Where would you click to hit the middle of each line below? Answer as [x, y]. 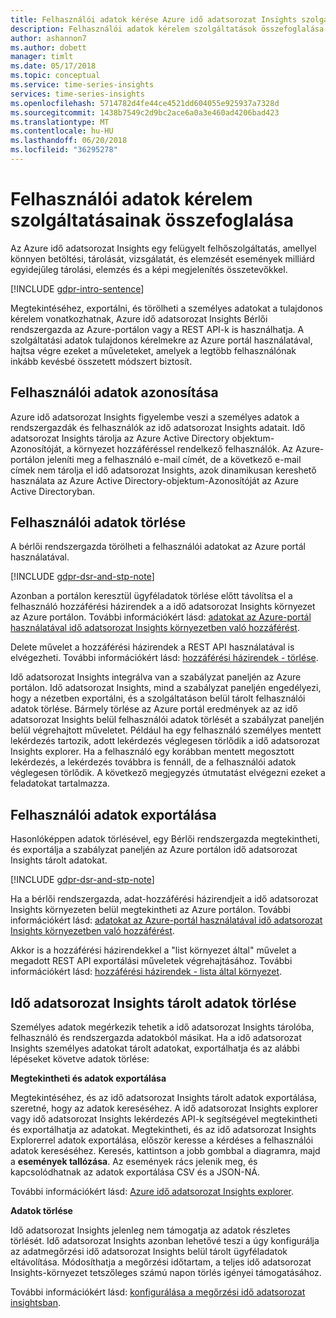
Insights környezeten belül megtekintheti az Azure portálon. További [151, 910]
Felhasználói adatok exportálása [113, 814]
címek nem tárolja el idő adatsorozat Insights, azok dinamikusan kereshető [163, 470]
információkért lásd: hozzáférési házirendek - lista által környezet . [146, 972]
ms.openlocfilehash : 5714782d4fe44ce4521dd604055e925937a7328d [145, 103]
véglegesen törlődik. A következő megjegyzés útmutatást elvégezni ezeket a [168, 773]
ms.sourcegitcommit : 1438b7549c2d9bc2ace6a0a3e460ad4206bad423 [145, 112]
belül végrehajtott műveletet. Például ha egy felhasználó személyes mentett [166, 730]
